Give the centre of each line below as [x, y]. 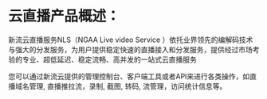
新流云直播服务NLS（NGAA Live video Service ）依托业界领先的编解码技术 [131, 40]
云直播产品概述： [65, 16]
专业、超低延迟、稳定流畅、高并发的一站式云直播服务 [109, 59]
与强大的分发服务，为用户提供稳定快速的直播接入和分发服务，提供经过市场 [130, 49]
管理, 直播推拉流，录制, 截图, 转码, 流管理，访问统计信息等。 [128, 86]
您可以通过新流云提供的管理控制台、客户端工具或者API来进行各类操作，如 [129, 76]
